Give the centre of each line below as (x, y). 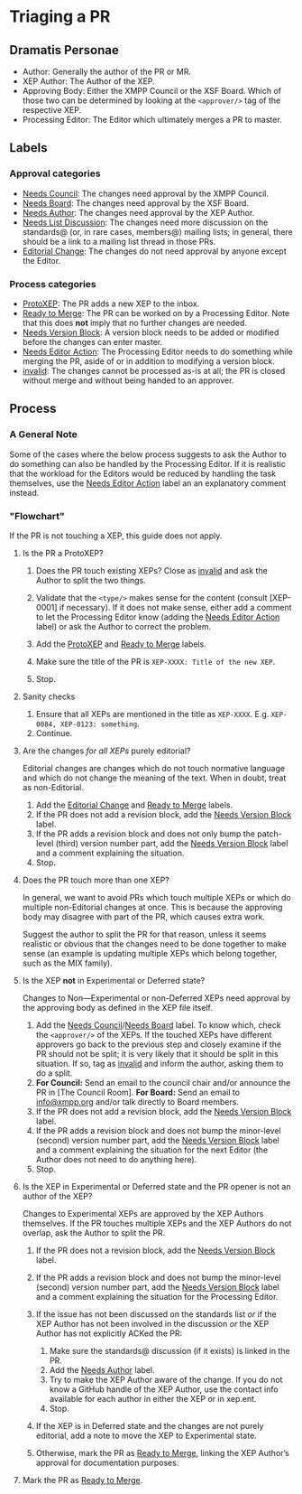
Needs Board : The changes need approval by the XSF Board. (136, 203)
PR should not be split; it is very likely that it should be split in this (157, 1053)
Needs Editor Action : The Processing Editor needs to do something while (157, 351)
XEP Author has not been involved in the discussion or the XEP (152, 1323)
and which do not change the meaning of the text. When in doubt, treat (154, 778)
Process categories (53, 284)
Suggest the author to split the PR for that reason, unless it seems (144, 934)
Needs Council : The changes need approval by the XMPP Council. (145, 193)
